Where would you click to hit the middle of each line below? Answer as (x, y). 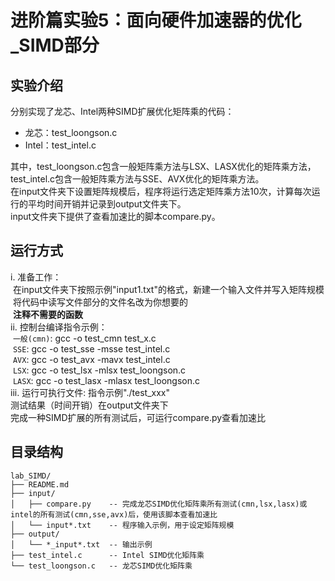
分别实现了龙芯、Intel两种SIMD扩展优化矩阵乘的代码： (122, 111)
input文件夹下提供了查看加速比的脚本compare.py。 (115, 216)
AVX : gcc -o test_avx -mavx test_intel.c (91, 359)
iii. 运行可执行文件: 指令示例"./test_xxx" (90, 392)
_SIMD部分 (55, 45)
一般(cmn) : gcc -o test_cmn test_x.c (84, 338)
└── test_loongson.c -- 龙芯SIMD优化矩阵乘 (101, 566)
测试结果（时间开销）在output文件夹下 (89, 405)
